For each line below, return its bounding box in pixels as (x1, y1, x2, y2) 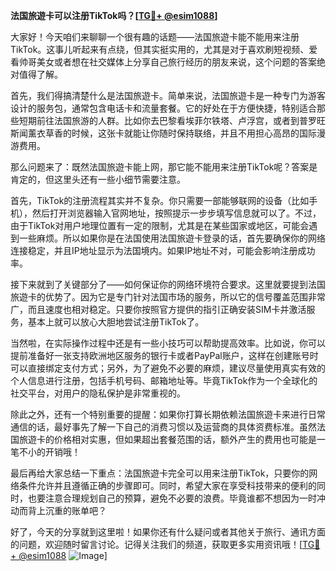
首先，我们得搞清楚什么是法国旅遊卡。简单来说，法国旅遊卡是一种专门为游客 (10, 90, 326, 101)
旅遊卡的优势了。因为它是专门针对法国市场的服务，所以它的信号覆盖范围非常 (10, 291, 326, 303)
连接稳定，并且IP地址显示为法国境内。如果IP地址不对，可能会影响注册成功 (10, 245, 316, 256)
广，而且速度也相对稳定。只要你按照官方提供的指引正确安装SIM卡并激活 (10, 304, 307, 315)
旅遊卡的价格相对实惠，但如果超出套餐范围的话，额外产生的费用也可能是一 (18, 434, 326, 445)
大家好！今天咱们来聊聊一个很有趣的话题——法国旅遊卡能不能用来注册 (10, 31, 300, 43)
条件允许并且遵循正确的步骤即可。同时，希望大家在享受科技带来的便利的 (18, 480, 317, 491)
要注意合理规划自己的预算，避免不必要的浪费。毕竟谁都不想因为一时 (36, 492, 317, 504)
